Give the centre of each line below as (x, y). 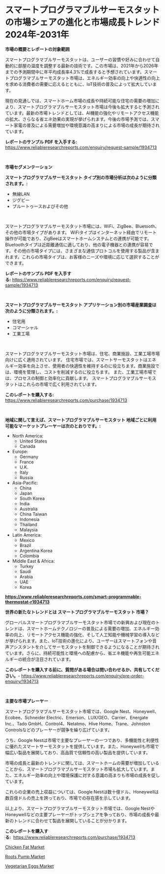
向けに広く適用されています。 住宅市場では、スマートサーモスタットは (76, 359)
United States (33, 441)
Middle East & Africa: (33, 561)
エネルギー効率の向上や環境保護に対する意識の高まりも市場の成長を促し (87, 775)
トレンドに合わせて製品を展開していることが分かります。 (71, 820)
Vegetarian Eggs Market (29, 866)
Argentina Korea (36, 550)
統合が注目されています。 (48, 659)
